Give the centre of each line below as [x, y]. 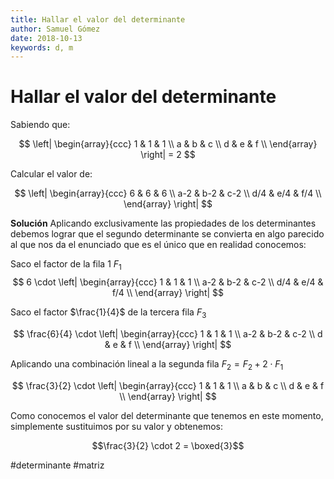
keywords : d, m [42, 47]
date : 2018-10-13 [46, 38]
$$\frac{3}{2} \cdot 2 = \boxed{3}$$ [168, 445]
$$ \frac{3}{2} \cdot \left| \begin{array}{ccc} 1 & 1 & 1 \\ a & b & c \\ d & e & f [168, 385]
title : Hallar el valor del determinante [98, 19]
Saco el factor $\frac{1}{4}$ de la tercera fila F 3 [108, 313]
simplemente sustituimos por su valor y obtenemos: [116, 426]
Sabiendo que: [40, 125]
